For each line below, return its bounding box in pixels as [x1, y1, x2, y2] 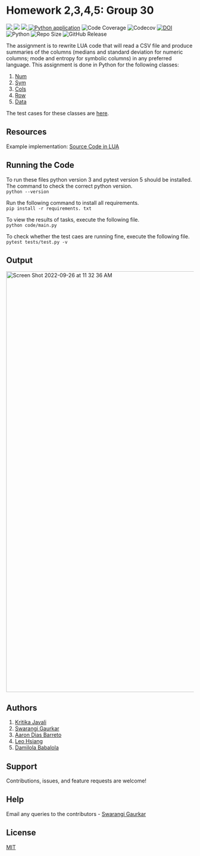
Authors [6, 702, 37, 713]
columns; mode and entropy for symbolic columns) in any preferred [6, 54, 172, 62]
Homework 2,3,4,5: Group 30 [6, 4, 154, 17]
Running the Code [6, 160, 74, 170]
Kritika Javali [14, 719, 46, 726]
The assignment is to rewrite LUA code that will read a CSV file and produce [6, 42, 193, 49]
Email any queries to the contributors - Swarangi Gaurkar [6, 810, 146, 817]
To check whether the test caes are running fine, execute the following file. [6, 232, 190, 240]
